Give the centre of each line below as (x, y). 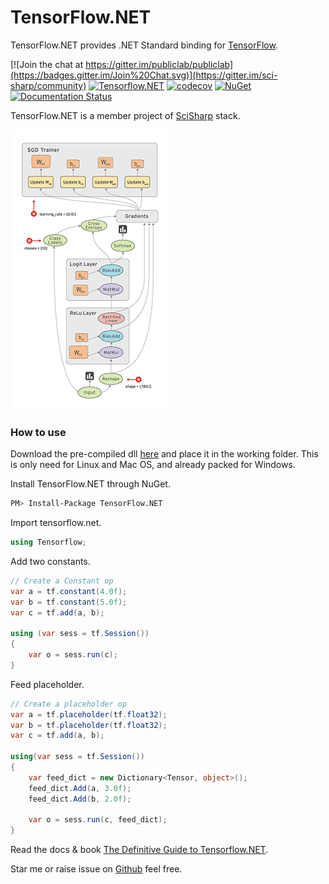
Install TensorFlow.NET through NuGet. (90, 484)
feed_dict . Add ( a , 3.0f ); (80, 788)
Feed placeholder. (47, 684)
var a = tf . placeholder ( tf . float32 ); (89, 714)
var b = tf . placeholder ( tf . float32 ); (89, 725)
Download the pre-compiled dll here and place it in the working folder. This (164, 454)
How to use (38, 432)
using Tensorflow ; (48, 542)
